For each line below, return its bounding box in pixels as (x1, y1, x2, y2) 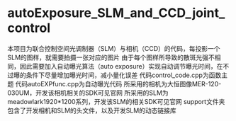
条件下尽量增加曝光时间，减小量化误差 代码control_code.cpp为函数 (26, 71, 222, 79)
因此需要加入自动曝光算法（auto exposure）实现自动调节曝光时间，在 (19, 62, 223, 70)
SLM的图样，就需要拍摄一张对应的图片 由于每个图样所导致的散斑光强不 (7, 53, 215, 62)
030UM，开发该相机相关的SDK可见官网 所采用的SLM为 (7, 88, 169, 97)
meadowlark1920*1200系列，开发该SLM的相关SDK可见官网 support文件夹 (7, 97, 225, 105)
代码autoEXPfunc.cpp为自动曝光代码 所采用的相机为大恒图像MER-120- (15, 79, 222, 88)
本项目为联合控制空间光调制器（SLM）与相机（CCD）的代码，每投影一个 (7, 44, 221, 52)
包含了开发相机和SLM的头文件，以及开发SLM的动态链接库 (7, 106, 177, 115)
